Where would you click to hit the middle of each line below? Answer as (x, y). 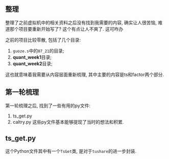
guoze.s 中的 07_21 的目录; (38, 51)
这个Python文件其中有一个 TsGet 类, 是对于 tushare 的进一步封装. (71, 151)
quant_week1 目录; (32, 57)
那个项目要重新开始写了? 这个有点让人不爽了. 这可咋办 (66, 29)
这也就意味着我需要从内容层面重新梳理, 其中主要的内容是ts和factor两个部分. (85, 74)
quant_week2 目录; (32, 64)
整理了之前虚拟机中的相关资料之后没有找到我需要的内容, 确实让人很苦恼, (81, 23)
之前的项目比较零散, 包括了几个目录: (43, 39)
